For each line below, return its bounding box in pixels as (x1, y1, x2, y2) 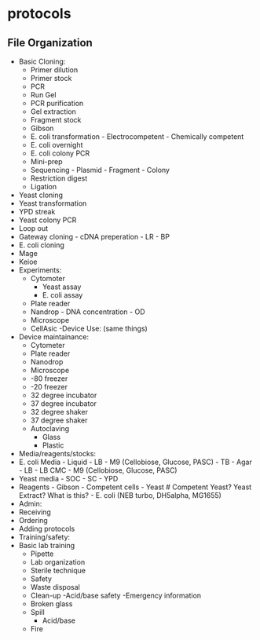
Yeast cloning (18, 190, 64, 199)
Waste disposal (30, 583, 80, 591)
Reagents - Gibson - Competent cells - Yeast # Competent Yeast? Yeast (18, 482, 252, 492)
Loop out (18, 224, 49, 232)
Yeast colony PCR (18, 215, 77, 225)
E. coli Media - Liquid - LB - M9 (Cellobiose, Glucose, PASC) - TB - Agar (18, 457, 252, 466)
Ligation (30, 182, 57, 191)
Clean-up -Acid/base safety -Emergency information (30, 591, 202, 600)
